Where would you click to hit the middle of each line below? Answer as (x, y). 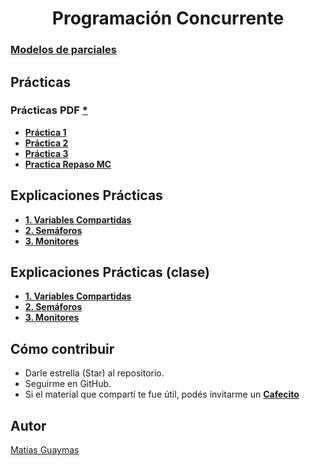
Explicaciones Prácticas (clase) (110, 272)
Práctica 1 (45, 132)
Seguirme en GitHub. (68, 384)
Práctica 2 (46, 143)
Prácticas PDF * (49, 110)
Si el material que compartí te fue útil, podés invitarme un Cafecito (162, 394)
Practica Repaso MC (68, 164)
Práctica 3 (46, 153)
